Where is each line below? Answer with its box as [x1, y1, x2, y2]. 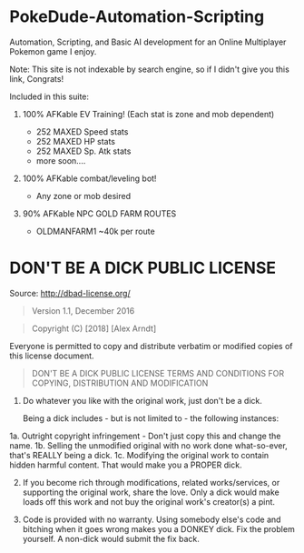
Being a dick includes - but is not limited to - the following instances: [22, 412, 279, 424]
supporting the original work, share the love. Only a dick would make [22, 487, 279, 498]
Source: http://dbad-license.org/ [9, 287, 131, 298]
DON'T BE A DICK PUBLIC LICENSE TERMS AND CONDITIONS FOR [31, 367, 284, 378]
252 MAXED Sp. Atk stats [35, 146, 132, 156]
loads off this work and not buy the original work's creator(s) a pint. [22, 496, 275, 507]
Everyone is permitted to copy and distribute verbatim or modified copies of [9, 340, 293, 351]
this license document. [9, 350, 94, 361]
